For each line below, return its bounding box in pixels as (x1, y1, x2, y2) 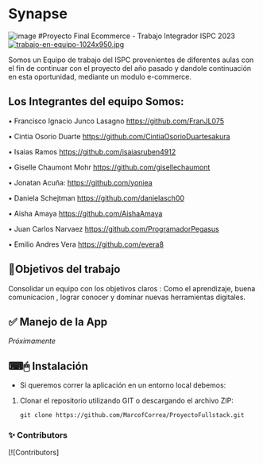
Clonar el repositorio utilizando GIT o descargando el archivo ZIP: (19, 396, 234, 406)
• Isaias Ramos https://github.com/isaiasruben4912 (8, 146, 176, 156)
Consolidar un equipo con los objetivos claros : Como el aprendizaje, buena (8, 283, 256, 293)
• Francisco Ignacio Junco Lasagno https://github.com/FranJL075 (8, 116, 225, 126)
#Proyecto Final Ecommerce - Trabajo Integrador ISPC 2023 (38, 31, 236, 41)
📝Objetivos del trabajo (8, 263, 121, 276)
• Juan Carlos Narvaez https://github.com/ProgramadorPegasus (8, 224, 220, 233)
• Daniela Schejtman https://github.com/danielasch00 (8, 193, 185, 203)
